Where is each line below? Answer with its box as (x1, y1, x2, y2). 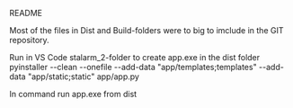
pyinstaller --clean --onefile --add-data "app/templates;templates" (9, 62, 258, 72)
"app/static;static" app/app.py (27, 71, 139, 82)
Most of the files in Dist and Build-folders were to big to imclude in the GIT (9, 25, 284, 35)
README (9, 8, 43, 18)
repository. (9, 35, 49, 45)
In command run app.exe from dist (9, 89, 138, 99)
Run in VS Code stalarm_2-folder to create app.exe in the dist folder (9, 52, 261, 62)
